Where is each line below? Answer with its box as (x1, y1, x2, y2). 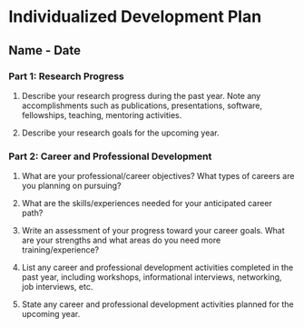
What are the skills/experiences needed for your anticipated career (21, 198, 273, 209)
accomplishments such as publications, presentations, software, (21, 100, 262, 111)
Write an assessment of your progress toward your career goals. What (21, 225, 285, 236)
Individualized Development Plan (8, 6, 262, 27)
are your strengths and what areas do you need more (21, 234, 221, 246)
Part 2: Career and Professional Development (8, 150, 212, 163)
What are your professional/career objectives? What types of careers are (21, 171, 295, 182)
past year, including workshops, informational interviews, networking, (21, 272, 282, 283)
